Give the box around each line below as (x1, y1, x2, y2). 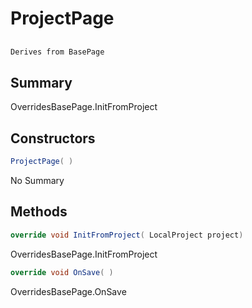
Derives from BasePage (10, 47, 105, 57)
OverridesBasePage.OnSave (10, 285, 127, 297)
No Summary (10, 174, 65, 186)
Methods (10, 203, 68, 221)
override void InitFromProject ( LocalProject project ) (10, 230, 244, 240)
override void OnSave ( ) (10, 267, 114, 277)
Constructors (10, 130, 96, 147)
